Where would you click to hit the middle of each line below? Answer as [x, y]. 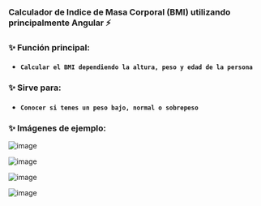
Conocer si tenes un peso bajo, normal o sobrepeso [109, 108]
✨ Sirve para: [35, 88]
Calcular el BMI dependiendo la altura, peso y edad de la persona [136, 67]
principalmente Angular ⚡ [60, 23]
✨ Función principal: [49, 47]
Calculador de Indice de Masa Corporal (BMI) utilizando [120, 12]
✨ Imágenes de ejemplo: [58, 128]
